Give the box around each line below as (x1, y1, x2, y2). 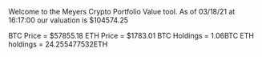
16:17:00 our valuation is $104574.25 (8, 15, 128, 25)
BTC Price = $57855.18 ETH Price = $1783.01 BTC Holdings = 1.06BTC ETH (8, 31, 255, 40)
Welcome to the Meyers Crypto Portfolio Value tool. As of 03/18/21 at (8, 7, 236, 16)
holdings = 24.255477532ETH (8, 39, 108, 49)
